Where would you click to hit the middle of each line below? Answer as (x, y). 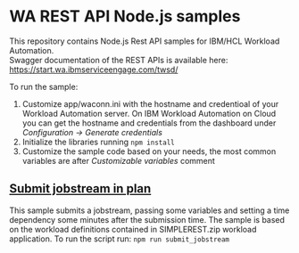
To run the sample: (44, 86)
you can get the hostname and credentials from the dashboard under (149, 123)
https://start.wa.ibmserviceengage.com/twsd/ (94, 69)
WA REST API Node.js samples (125, 16)
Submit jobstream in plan (80, 189)
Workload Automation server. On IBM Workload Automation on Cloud (149, 113)
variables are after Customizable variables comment (119, 160)
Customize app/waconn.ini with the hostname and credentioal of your (150, 103)
